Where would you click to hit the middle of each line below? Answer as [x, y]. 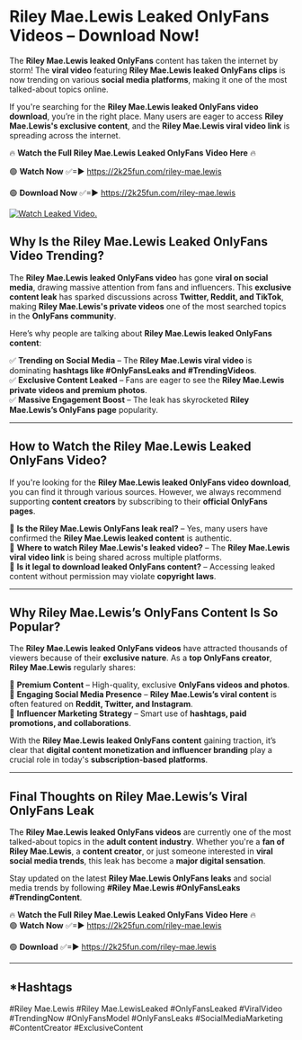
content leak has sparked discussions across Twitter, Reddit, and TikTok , [147, 296]
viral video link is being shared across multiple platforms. [116, 557]
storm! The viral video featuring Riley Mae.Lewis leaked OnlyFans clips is [147, 70]
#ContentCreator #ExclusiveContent [76, 1028]
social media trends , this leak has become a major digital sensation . [138, 861]
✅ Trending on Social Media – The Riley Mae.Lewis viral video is [131, 360]
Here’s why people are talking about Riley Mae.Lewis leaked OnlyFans [141, 333]
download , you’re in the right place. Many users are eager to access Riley [147, 116]
